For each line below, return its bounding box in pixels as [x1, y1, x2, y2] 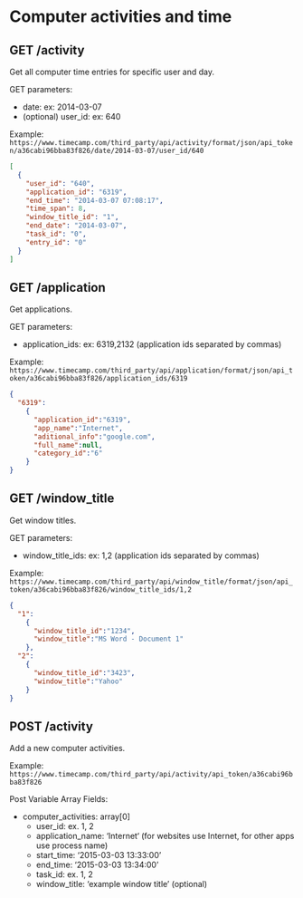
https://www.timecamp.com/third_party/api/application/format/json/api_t [9, 366, 294, 375]
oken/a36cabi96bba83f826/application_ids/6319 [9, 374, 188, 383]
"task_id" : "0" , [25, 229, 88, 238]
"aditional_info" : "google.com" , [33, 432, 156, 441]
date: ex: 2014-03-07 [22, 101, 102, 112]
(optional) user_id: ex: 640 [22, 111, 121, 121]
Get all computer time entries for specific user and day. [9, 66, 215, 77]
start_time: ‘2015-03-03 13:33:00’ [35, 850, 162, 861]
